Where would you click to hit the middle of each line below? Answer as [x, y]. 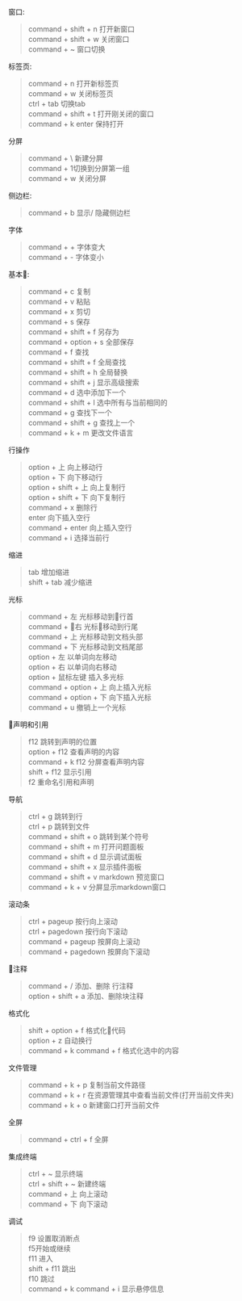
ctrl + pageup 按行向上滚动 [73, 921]
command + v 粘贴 [59, 302]
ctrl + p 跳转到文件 [59, 827]
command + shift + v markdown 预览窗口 [96, 877]
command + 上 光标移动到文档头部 [86, 637]
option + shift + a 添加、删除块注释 [86, 996]
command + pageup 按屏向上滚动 [84, 942]
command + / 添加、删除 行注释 [81, 986]
